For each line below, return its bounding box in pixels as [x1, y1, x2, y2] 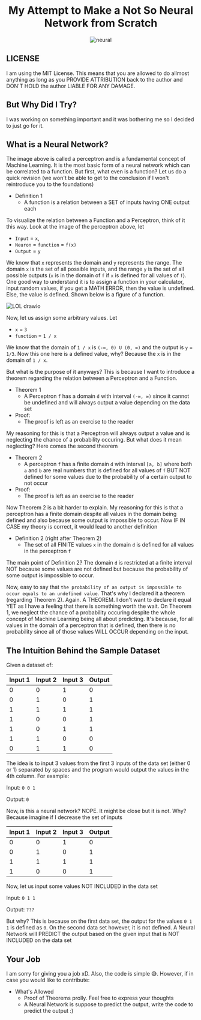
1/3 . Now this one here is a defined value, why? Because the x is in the [6, 350, 181, 358]
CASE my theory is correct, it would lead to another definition [6, 523, 158, 530]
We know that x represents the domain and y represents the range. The [6, 259, 182, 266]
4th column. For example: [6, 772, 70, 780]
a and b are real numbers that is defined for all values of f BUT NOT [23, 467, 191, 474]
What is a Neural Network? [6, 139, 109, 149]
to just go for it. [6, 122, 44, 129]
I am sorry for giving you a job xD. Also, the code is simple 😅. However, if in [6, 970, 194, 977]
